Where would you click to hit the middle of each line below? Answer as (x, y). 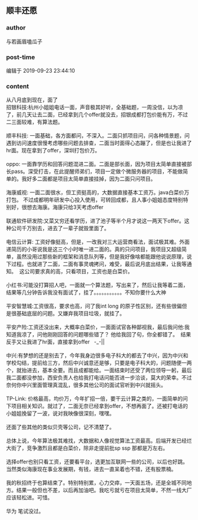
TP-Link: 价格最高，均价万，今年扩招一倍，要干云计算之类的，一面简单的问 (97, 399)
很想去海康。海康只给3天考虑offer (62, 207)
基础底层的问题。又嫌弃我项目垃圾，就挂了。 (70, 313)
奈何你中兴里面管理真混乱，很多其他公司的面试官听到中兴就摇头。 (86, 385)
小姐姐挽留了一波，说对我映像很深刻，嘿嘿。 (60, 413)
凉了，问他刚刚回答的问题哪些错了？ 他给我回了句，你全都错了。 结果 (106, 335)
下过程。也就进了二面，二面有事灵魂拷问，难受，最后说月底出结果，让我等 (96, 264)
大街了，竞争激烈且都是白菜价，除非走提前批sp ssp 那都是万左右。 (87, 448)
